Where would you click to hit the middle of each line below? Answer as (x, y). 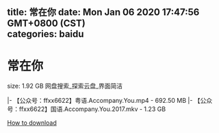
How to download (32, 123)
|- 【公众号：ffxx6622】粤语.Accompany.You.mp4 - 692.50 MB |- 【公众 (110, 101)
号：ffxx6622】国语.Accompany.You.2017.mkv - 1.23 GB (87, 109)
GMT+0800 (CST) (46, 24)
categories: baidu (46, 34)
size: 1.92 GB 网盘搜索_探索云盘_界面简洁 (65, 86)
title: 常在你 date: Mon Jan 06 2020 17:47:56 (103, 12)
